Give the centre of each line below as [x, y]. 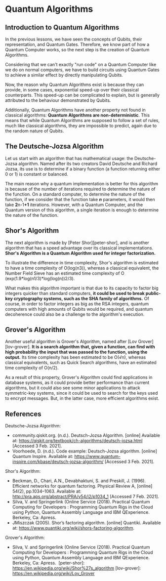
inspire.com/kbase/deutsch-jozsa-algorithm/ [58, 462]
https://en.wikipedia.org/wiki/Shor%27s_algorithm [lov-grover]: [77, 568]
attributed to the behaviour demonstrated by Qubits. [58, 100]
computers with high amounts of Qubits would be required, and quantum [79, 309]
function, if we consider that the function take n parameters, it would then [80, 199]
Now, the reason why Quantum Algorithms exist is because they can [75, 84]
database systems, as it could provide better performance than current [77, 383]
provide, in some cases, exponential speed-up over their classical [72, 90]
